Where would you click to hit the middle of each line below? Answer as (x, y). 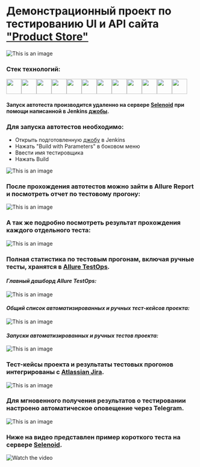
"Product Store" (47, 37)
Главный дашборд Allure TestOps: (52, 281)
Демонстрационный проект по (89, 11)
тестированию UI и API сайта (83, 24)
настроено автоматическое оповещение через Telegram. (95, 408)
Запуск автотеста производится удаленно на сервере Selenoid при (95, 104)
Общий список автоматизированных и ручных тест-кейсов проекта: (98, 308)
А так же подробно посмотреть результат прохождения (93, 223)
